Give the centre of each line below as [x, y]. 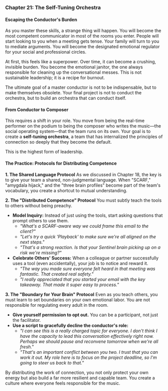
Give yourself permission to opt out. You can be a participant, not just [85, 315]
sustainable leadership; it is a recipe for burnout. [55, 78]
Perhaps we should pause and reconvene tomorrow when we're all [89, 341]
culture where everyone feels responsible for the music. [63, 383]
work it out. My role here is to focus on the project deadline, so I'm [88, 357]
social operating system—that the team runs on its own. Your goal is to [78, 132]
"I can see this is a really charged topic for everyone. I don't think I [88, 331]
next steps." [32, 242]
